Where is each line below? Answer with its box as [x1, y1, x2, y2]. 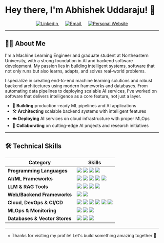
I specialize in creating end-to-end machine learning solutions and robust [5, 77, 153, 83]
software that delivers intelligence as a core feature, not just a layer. [5, 93, 142, 99]
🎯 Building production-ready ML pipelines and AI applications [12, 102, 137, 108]
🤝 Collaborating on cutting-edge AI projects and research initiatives [12, 122, 149, 128]
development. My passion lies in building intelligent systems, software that [5, 63, 155, 69]
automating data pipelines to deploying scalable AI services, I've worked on [5, 88, 157, 94]
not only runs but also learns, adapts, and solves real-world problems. [5, 68, 146, 74]
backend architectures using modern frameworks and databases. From [5, 83, 148, 89]
